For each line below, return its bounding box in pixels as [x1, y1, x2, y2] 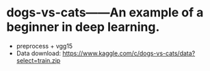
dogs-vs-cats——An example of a [6, 5, 204, 20]
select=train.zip [16, 56, 61, 64]
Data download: [16, 49, 62, 57]
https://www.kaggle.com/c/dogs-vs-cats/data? [62, 49, 196, 57]
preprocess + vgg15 [16, 42, 73, 50]
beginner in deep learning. [6, 19, 160, 35]
